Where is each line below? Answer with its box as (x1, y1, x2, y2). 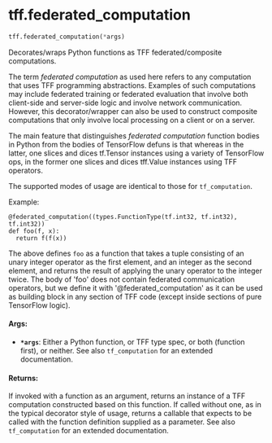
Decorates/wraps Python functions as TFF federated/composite (8, 47, 222, 57)
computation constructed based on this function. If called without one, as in (8, 400, 261, 410)
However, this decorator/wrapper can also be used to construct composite (8, 106, 258, 116)
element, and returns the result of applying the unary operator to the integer (8, 265, 262, 275)
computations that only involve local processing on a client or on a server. (8, 115, 256, 125)
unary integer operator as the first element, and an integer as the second (8, 257, 252, 266)
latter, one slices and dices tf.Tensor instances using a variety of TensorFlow (8, 148, 265, 158)
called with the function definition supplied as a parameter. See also (8, 417, 235, 427)
